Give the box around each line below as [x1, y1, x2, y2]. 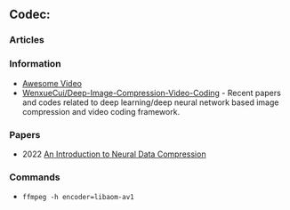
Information [9, 58, 61, 70]
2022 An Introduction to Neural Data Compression [21, 149, 206, 159]
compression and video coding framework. [21, 106, 181, 117]
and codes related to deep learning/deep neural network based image [21, 97, 279, 108]
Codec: [9, 7, 51, 22]
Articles [9, 34, 44, 46]
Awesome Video [21, 77, 83, 88]
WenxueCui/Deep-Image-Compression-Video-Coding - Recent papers [21, 87, 282, 98]
